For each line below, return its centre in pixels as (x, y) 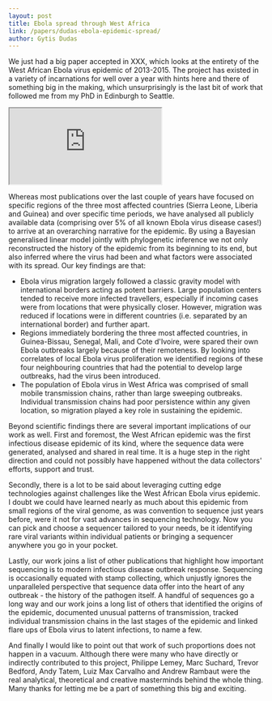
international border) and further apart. (85, 324)
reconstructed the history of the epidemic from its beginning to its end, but (133, 249)
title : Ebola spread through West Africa (79, 24)
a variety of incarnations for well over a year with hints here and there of (129, 79)
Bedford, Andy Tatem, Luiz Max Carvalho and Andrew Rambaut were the (130, 671)
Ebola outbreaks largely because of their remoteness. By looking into (135, 350)
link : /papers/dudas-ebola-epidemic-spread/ (85, 31)
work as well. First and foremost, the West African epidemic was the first (130, 435)
